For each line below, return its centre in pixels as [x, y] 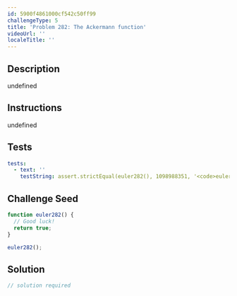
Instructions [35, 108]
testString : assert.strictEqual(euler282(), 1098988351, [105, 177]
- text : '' [30, 170]
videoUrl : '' [26, 34]
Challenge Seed [43, 199]
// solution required [39, 286]
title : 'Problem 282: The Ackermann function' [77, 27]
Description [34, 69]
